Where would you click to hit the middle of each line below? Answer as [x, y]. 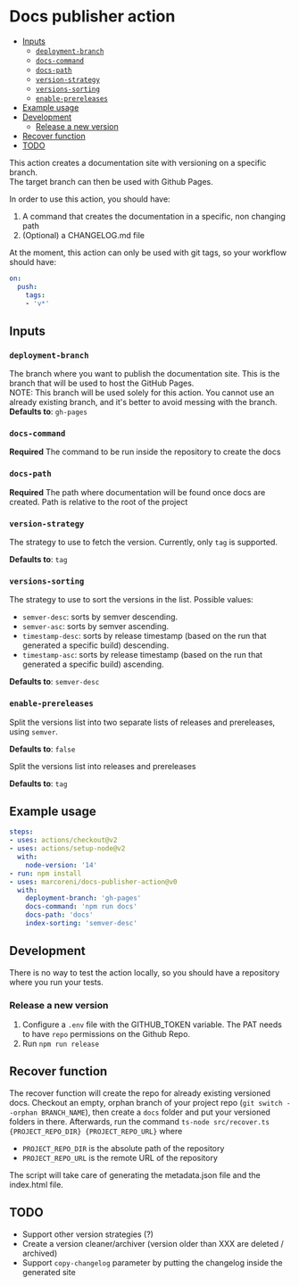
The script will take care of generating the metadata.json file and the [135, 1174]
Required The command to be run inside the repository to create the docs [145, 452]
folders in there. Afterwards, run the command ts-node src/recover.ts [140, 1121]
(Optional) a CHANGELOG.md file [83, 235]
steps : [21, 832]
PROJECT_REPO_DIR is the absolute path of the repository [123, 1148]
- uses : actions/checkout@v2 [63, 841]
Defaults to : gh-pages [48, 411]
